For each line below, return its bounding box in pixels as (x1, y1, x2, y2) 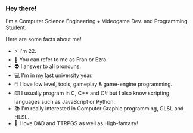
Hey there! (5, 4, 37, 13)
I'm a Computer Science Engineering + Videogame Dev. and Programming (5, 18, 188, 25)
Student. (5, 24, 27, 31)
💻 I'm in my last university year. (14, 72, 93, 79)
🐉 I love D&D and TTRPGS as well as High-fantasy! (14, 120, 138, 127)
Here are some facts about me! (5, 36, 82, 43)
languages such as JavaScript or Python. (14, 98, 116, 106)
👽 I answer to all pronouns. (14, 63, 82, 70)
